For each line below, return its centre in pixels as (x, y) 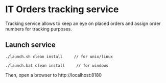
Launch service (30, 45)
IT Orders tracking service (62, 9)
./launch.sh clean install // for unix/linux (59, 57)
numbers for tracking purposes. (39, 29)
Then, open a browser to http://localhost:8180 (54, 75)
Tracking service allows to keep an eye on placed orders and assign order (83, 23)
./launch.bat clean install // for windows (57, 65)
